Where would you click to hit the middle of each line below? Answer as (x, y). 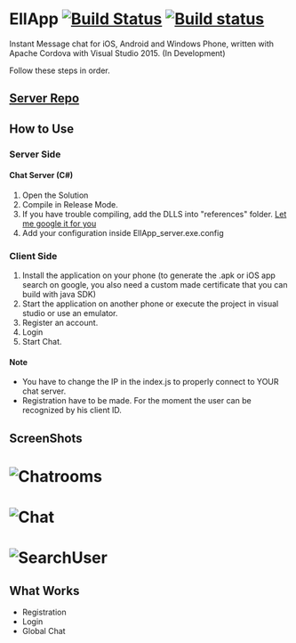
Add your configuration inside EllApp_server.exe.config (123, 232)
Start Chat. (42, 342)
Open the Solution (55, 195)
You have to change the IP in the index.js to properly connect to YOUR (150, 382)
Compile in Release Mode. (70, 204)
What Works (44, 591)
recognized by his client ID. (72, 411)
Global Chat (44, 631)
